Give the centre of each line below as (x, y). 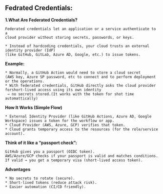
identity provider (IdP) (30, 50)
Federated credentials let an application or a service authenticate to (81, 29)
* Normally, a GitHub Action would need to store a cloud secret (73, 73)
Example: (15, 64)
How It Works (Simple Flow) (34, 107)
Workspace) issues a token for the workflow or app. (60, 121)
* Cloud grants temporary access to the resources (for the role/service (82, 129)
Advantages (18, 169)
